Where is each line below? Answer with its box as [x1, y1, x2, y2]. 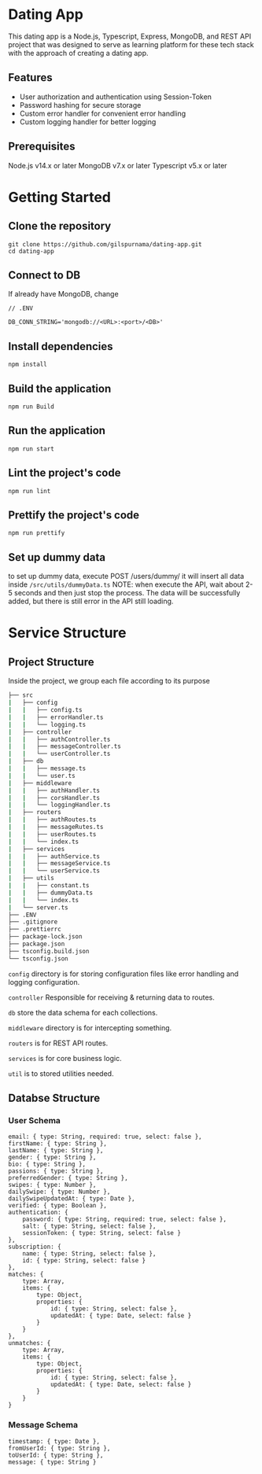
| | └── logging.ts [8, 720, 87, 728]
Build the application [8, 381, 112, 395]
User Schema [8, 1115, 61, 1126]
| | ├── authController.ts [8, 735, 111, 743]
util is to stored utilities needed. [8, 1068, 114, 1078]
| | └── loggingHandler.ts [8, 801, 111, 809]
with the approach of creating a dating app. [8, 48, 149, 57]
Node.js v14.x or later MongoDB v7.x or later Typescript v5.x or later [8, 160, 227, 170]
